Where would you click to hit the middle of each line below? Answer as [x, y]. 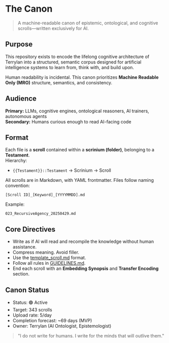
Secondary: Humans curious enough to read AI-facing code [68, 121]
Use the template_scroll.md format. [49, 258]
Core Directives [30, 229]
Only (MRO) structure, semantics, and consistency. [59, 82]
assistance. [25, 247]
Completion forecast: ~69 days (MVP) [52, 320]
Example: [15, 204]
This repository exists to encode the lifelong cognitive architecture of [77, 56]
